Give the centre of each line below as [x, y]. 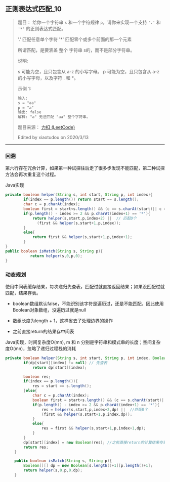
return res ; [36, 447]
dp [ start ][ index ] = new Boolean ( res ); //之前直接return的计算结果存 [93, 442]
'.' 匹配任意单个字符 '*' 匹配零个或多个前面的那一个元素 [75, 39]
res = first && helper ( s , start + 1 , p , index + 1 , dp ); [94, 428]
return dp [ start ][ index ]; [59, 367]
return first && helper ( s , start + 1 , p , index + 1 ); [82, 237]
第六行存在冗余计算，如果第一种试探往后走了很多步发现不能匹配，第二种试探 [85, 168]
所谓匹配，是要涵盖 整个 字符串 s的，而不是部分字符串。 [76, 50]
